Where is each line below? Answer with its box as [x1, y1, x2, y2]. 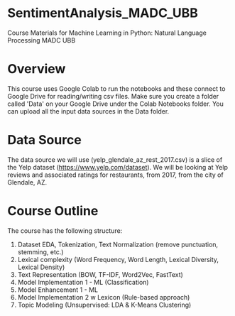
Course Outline [7, 203, 99, 219]
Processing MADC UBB [7, 36, 76, 44]
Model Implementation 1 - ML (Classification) [17, 278, 149, 286]
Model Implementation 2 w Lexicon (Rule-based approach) [17, 293, 190, 301]
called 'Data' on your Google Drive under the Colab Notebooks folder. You [7, 99, 224, 108]
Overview [7, 61, 66, 77]
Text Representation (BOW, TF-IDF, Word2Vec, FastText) [17, 270, 183, 278]
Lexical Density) [17, 263, 65, 271]
